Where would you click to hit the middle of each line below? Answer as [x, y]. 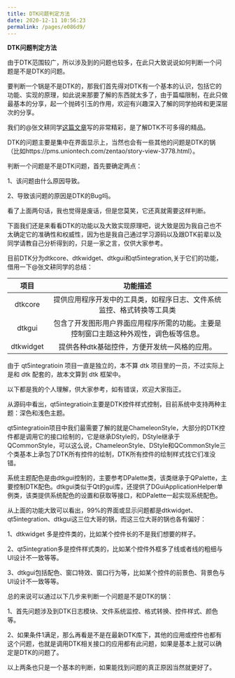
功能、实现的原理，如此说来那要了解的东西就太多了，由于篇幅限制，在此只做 [117, 95]
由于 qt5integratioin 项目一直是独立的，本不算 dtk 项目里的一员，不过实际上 [116, 366]
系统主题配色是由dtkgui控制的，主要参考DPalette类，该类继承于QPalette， [114, 478]
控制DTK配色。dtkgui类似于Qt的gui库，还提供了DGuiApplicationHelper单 [118, 487]
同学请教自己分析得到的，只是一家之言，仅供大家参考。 [87, 244]
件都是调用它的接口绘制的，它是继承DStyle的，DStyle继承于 [94, 437]
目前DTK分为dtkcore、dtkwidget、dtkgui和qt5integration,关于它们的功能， [115, 258]
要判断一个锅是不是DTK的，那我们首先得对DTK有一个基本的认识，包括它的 [115, 86]
